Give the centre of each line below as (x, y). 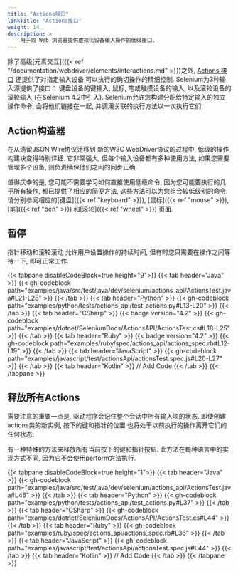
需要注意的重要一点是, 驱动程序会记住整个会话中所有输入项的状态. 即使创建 (117, 416)
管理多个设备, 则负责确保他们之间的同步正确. (72, 167)
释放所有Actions (44, 398)
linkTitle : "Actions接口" (44, 21)
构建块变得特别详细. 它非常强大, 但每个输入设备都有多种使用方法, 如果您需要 (118, 158)
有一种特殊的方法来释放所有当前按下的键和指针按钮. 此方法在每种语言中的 (115, 449)
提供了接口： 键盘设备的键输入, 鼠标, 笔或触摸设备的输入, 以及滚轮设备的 (125, 88)
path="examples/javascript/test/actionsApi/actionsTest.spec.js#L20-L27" (115, 358)
